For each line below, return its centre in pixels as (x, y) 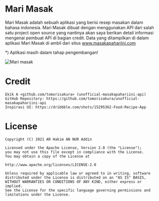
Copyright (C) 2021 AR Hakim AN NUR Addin (48, 139)
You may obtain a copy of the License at (48, 156)
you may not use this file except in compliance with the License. (75, 152)
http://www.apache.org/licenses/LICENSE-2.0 (51, 165)
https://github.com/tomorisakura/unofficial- (93, 99)
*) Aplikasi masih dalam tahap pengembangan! (52, 52)
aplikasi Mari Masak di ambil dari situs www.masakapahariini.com (71, 43)
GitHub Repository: (25, 99)
